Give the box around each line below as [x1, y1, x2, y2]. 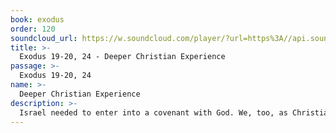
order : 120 [10, 24, 56, 34]
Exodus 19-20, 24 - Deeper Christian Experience [19, 52, 226, 62]
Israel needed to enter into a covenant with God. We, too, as [19, 107, 288, 118]
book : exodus [10, 14, 65, 25]
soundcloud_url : [10, 33, 78, 43]
